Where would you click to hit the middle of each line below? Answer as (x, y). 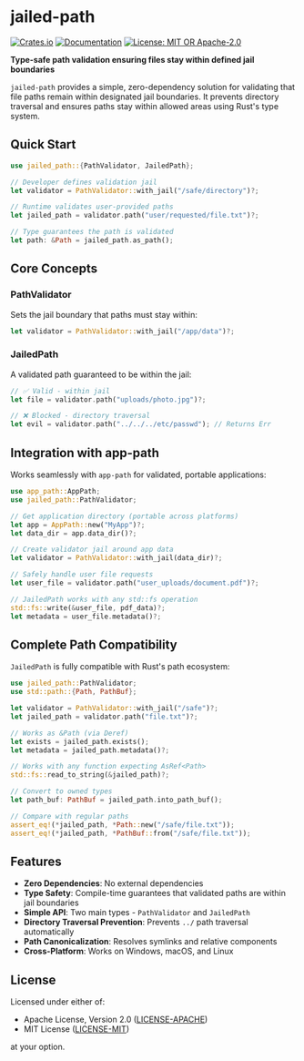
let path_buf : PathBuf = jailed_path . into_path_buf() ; (117, 800)
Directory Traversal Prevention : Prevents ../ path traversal (136, 923)
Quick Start (43, 144)
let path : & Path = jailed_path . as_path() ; (92, 240)
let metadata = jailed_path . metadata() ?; (90, 750)
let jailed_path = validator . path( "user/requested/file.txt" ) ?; (135, 216)
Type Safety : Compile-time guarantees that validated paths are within (154, 893)
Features (36, 862)
